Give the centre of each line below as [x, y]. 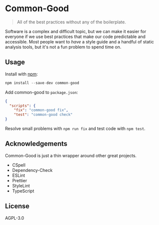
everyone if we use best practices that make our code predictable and [75, 37]
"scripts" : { [23, 106]
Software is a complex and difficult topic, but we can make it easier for [76, 31]
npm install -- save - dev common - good [42, 83]
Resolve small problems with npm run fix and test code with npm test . [75, 129]
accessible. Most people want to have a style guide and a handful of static [79, 41]
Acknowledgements [36, 144]
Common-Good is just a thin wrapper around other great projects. [71, 155]
